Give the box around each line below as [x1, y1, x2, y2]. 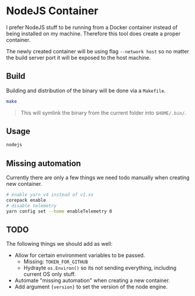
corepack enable [6, 197, 46, 203]
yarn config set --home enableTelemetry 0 [6, 208, 112, 214]
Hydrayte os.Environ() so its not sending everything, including [23, 265, 177, 272]
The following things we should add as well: [6, 240, 113, 247]
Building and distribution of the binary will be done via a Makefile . [6, 87, 166, 94]
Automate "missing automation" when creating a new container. [14, 277, 170, 284]
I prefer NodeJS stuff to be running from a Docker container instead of [6, 24, 178, 31]
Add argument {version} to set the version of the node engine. [14, 283, 168, 291]
